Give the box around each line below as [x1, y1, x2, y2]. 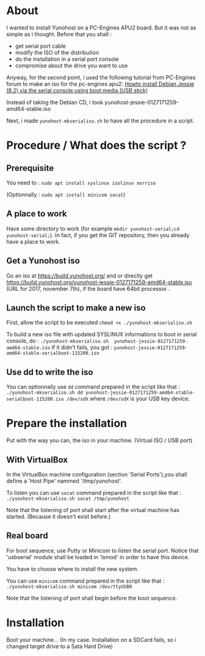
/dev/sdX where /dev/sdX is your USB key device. [66, 395, 190, 402]
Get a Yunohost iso [6, 255, 81, 266]
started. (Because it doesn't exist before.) [6, 513, 111, 520]
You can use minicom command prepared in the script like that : [6, 577, 165, 584]
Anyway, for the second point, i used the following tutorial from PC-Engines [6, 74, 196, 81]
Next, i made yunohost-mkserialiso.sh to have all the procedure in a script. [6, 117, 195, 124]
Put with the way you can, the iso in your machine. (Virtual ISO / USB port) [6, 437, 193, 444]
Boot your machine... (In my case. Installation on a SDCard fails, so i [6, 636, 177, 643]
